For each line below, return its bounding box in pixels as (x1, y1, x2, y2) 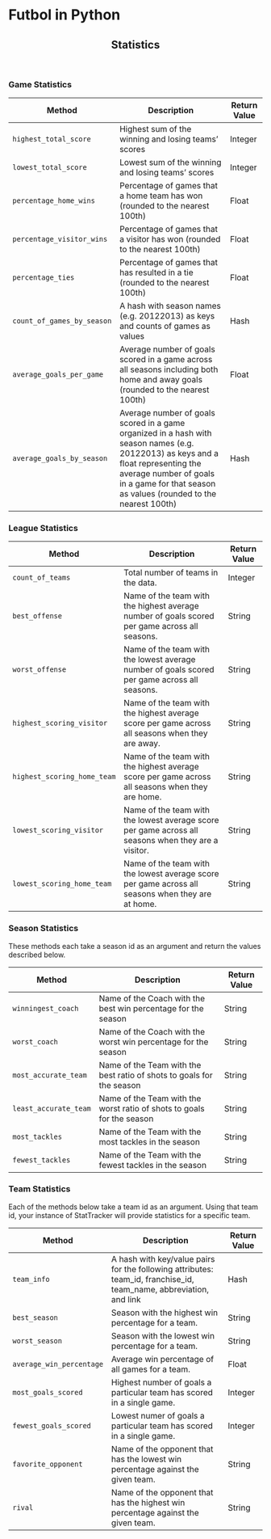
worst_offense (12, 665, 67, 674)
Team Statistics (8, 1183, 71, 1195)
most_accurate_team (12, 1070, 87, 1080)
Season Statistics (8, 923, 79, 934)
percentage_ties (12, 272, 75, 282)
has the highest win (111, 1497, 186, 1508)
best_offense (12, 612, 63, 621)
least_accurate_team (12, 1103, 91, 1113)
